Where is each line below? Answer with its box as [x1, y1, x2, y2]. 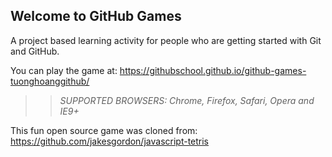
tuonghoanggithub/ [10, 75, 90, 87]
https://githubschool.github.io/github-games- [119, 64, 307, 76]
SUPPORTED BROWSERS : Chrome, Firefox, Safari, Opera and [59, 94, 315, 106]
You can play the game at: [10, 64, 118, 76]
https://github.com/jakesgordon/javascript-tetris [10, 135, 210, 147]
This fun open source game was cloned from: [10, 124, 198, 136]
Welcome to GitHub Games [10, 8, 182, 25]
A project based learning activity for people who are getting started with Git [10, 34, 322, 46]
